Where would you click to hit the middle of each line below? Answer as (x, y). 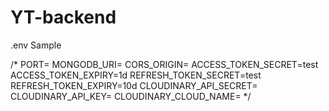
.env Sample (36, 45)
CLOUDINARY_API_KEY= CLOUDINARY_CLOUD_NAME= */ (131, 96)
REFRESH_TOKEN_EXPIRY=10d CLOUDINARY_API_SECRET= (134, 85)
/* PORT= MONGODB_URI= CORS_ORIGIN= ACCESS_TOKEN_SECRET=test (164, 64)
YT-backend (63, 17)
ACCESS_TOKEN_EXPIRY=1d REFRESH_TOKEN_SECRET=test (136, 75)
